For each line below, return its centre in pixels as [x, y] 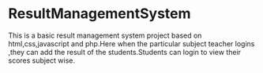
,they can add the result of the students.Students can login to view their [125, 52]
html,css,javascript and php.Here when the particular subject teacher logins [131, 43]
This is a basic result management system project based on [105, 35]
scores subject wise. [42, 60]
